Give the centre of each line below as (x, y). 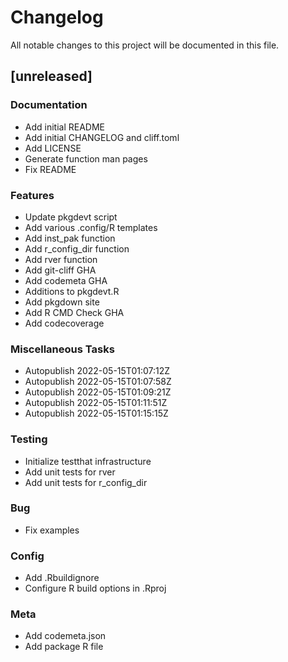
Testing (29, 439)
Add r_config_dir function (77, 248)
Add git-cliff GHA (60, 270)
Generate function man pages (86, 158)
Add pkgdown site (62, 302)
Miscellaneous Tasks (62, 349)
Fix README (50, 169)
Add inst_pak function (70, 238)
